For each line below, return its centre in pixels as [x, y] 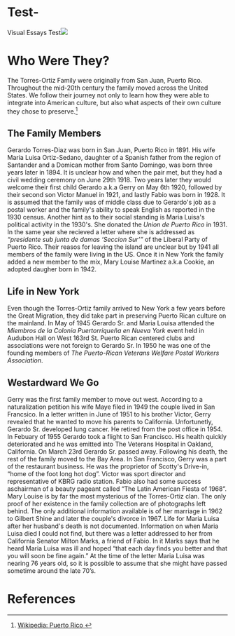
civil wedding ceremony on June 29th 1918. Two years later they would [109, 180]
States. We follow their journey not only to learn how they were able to [108, 95]
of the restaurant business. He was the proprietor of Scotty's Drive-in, [108, 466]
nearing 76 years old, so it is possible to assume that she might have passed [117, 563]
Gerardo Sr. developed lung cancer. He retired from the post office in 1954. [115, 429]
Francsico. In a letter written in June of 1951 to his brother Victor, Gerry [109, 414]
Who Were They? [58, 61]
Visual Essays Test [34, 32]
